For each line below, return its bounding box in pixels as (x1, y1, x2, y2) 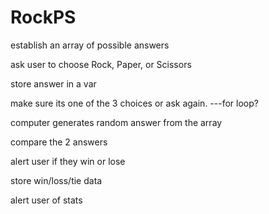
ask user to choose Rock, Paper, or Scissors (10, 58, 192, 70)
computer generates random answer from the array (10, 116, 223, 128)
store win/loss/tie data (10, 174, 103, 186)
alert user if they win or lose (10, 155, 126, 167)
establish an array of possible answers (10, 39, 170, 51)
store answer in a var (10, 77, 97, 90)
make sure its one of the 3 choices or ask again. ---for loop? (10, 97, 259, 109)
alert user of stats (10, 194, 83, 206)
